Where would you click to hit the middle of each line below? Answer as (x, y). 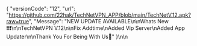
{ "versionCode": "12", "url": (41, 9)
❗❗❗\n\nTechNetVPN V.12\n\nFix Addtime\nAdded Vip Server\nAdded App (96, 28)
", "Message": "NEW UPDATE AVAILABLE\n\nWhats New (99, 21)
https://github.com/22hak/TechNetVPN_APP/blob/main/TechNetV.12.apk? (100, 15)
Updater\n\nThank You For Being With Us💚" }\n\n (67, 36)
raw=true (17, 21)
